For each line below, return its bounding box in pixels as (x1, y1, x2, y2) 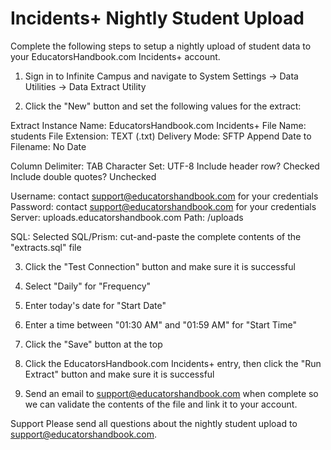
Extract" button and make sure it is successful (24, 368, 215, 380)
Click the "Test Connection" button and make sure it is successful (24, 260, 296, 272)
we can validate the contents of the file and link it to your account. (24, 398, 298, 410)
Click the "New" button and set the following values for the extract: (24, 100, 302, 112)
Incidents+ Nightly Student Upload (10, 7, 305, 30)
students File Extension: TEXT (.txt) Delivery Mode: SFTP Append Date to (10, 130, 312, 142)
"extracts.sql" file (10, 241, 82, 253)
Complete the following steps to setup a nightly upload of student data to (10, 40, 312, 52)
